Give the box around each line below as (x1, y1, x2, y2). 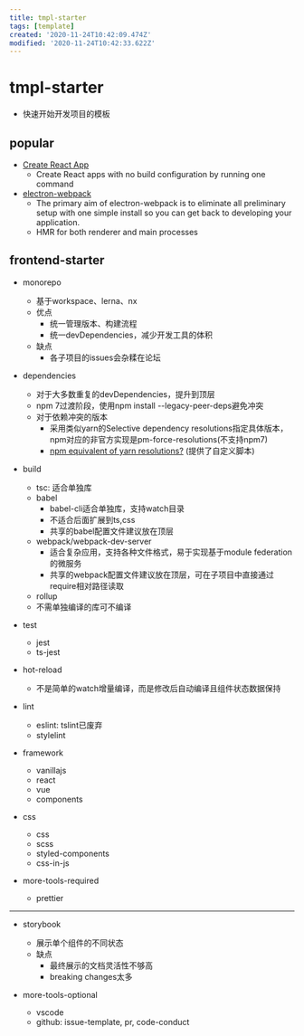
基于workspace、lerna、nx (35, 295, 138, 306)
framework (22, 747, 64, 758)
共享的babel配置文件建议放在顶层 (49, 526, 175, 537)
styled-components (35, 848, 110, 859)
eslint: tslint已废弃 (35, 719, 103, 730)
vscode (35, 1006, 64, 1018)
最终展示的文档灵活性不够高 (49, 960, 154, 971)
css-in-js (35, 857, 70, 869)
